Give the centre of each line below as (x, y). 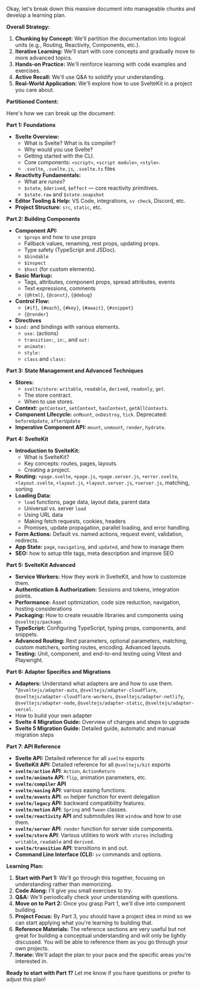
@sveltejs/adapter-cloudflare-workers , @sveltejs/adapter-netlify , (100, 696)
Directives (28, 320)
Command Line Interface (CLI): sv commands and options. (88, 854)
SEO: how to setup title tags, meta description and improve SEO (94, 553)
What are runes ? (44, 181)
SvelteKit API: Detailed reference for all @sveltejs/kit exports (93, 764)
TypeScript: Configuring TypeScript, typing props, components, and (100, 628)
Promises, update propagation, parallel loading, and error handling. (107, 527)
